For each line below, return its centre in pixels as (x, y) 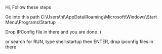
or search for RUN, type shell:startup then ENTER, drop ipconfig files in (79, 41)
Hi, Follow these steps (28, 7)
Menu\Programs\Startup (30, 22)
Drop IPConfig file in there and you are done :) (53, 32)
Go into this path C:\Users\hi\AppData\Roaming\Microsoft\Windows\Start (81, 17)
